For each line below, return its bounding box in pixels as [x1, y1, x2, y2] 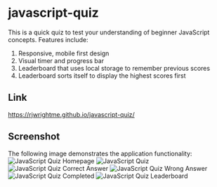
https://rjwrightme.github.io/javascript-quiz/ [8, 110, 136, 118]
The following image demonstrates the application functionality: [8, 149, 192, 158]
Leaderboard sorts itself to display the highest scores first [18, 71, 186, 80]
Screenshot [8, 131, 60, 143]
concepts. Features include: [8, 35, 88, 43]
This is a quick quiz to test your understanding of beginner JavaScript [8, 28, 210, 36]
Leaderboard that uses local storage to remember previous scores [18, 64, 210, 72]
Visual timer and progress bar [18, 56, 105, 64]
